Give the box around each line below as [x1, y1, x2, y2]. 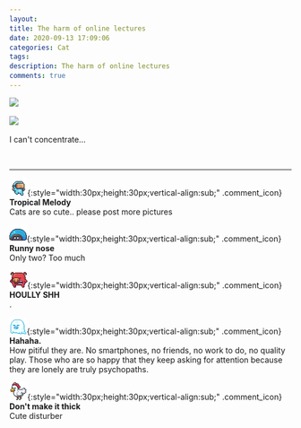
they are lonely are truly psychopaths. [9, 363, 150, 374]
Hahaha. [9, 335, 42, 345]
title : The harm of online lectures [9, 23, 146, 33]
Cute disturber [9, 410, 63, 421]
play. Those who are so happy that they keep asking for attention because [9, 354, 283, 365]
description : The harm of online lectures [9, 62, 170, 71]
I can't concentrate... [9, 134, 87, 144]
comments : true [9, 72, 66, 81]
